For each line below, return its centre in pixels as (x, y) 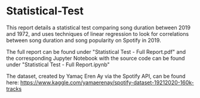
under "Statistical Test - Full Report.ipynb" (58, 65)
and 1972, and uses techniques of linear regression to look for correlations (98, 33)
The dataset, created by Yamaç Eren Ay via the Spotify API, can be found (96, 76)
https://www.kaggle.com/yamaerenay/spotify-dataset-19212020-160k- (107, 82)
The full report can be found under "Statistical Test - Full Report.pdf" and (96, 51)
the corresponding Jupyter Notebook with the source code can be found (96, 58)
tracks (14, 88)
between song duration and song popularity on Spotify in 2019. (84, 40)
